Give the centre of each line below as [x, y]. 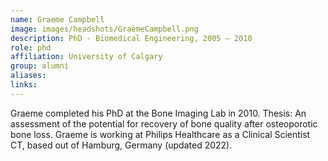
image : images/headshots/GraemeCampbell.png [104, 29]
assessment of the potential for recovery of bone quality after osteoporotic [164, 123]
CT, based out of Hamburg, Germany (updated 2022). [121, 145]
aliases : [28, 76]
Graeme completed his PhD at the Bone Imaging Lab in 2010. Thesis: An [158, 113]
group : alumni [40, 66]
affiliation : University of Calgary [86, 57]
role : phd [31, 47]
